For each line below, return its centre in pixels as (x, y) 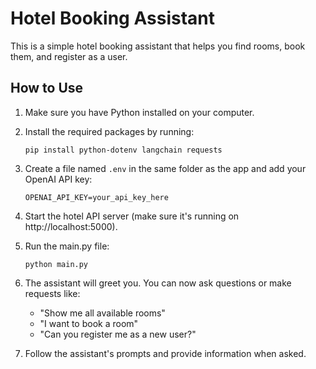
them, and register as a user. (69, 56)
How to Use (47, 88)
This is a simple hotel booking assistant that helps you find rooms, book (158, 46)
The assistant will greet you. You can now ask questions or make (158, 283)
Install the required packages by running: (109, 131)
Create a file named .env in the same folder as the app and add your (165, 168)
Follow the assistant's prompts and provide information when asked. (165, 353)
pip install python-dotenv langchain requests (123, 150)
